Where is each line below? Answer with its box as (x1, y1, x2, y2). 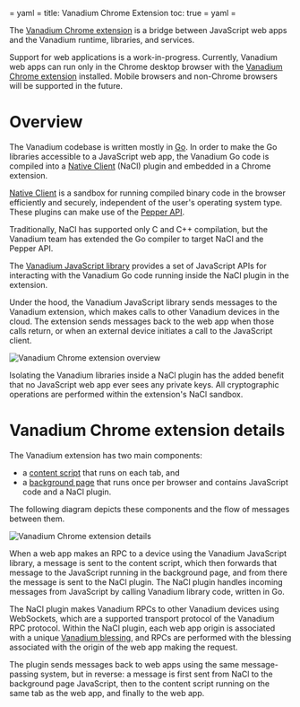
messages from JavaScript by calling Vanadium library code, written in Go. (9, 586, 285, 597)
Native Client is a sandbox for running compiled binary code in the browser (9, 188, 287, 198)
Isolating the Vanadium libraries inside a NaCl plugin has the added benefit (9, 370, 285, 380)
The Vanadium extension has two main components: (9, 450, 203, 460)
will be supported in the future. (9, 81, 124, 91)
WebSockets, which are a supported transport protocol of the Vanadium (9, 613, 275, 624)
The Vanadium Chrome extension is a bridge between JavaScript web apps (9, 25, 287, 35)
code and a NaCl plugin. (21, 486, 112, 497)
